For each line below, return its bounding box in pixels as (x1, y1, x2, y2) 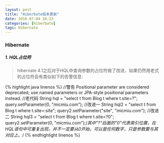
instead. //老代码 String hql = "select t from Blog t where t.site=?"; (5, 95, 138, 101)
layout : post (5, 7, 32, 12)
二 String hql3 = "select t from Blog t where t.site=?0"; (5, 114, 114, 120)
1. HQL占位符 (5, 54, 31, 60)
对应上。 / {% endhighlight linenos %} (5, 132, 81, 138)
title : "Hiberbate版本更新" (5, 12, 60, 17)
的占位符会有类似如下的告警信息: (17, 74, 83, 80)
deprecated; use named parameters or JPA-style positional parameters (5, 90, 148, 95)
